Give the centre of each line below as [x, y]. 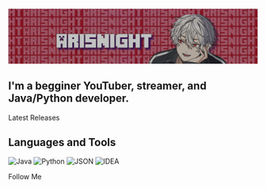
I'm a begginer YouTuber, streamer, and [108, 86]
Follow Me [25, 177]
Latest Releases [34, 117]
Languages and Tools [62, 142]
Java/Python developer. [68, 99]
